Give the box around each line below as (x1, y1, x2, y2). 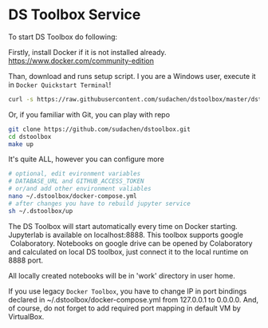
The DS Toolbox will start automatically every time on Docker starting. (8, 221, 238, 231)
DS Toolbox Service (8, 6, 141, 24)
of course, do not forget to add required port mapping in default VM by (8, 303, 241, 313)
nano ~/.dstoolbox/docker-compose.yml (8, 192, 137, 200)
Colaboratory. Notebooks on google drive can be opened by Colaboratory (10, 238, 253, 248)
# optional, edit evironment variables (8, 170, 141, 178)
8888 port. (8, 255, 44, 265)
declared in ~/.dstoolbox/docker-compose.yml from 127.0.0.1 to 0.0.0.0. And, (8, 294, 259, 304)
